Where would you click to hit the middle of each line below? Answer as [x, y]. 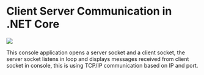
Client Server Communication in [89, 11]
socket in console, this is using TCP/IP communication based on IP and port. [102, 65]
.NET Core [33, 24]
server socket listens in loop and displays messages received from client [98, 59]
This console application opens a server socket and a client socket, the [96, 52]
